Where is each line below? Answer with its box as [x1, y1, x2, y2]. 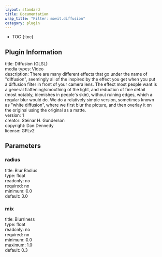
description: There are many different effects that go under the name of [5, 71, 147, 77]
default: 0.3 [5, 247, 28, 253]
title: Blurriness [5, 216, 35, 222]
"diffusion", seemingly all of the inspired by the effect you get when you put [5, 76, 156, 82]
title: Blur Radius [5, 167, 38, 173]
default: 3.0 [5, 193, 28, 199]
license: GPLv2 [5, 128, 35, 134]
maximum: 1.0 [5, 242, 33, 248]
